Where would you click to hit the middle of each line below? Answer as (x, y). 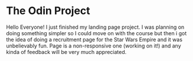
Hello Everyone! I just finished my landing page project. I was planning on (95, 27)
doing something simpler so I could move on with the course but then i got (97, 33)
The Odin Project (48, 11)
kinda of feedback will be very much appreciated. (66, 52)
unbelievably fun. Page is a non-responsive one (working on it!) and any (94, 46)
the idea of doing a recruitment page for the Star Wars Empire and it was (94, 39)
